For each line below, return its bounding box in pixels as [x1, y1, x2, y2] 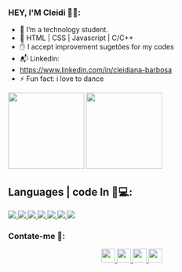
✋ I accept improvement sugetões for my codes [19, 42, 174, 52]
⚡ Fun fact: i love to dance [19, 74, 104, 83]
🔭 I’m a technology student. [19, 25, 108, 35]
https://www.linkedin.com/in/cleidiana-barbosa [19, 65, 173, 75]
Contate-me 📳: [8, 231, 65, 242]
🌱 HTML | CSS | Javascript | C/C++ [19, 33, 134, 42]
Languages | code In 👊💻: [8, 185, 133, 199]
